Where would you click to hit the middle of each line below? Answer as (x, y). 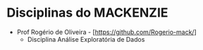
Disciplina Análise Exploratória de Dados (86, 39)
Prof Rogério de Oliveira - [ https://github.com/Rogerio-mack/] (106, 32)
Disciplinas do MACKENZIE (87, 13)
